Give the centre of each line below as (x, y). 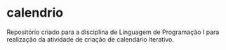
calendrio (35, 13)
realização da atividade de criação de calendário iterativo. (91, 39)
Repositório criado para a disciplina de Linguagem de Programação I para (113, 32)
